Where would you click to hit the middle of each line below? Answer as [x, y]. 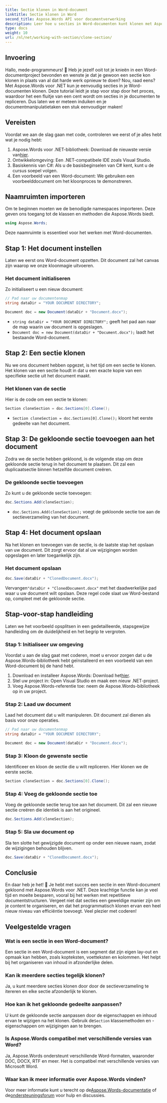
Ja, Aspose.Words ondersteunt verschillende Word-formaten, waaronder [80, 1056]
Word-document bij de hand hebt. [40, 666]
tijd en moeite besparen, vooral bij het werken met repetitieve [68, 895]
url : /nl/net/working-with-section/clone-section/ [59, 38]
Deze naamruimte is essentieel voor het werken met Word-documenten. [79, 233]
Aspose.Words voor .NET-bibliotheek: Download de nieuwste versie [82, 149]
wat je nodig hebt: [24, 139]
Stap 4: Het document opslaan [53, 533]
